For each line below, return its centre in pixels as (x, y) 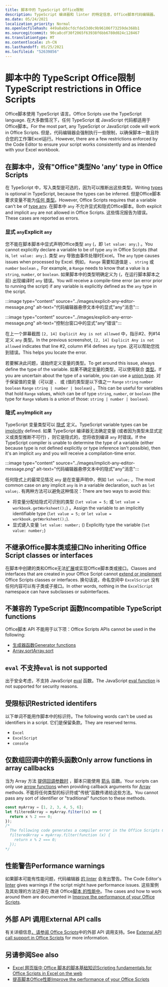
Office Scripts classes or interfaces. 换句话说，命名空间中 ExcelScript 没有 (82, 580)
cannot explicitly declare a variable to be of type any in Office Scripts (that (81, 249)
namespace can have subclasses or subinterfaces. (57, 591)
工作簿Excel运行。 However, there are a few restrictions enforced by (88, 139)
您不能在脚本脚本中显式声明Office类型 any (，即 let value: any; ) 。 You (79, 244)
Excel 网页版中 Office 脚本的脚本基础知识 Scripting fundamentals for (82, 968)
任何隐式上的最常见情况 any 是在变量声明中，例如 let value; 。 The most (80, 479)
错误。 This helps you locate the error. (48, 352)
